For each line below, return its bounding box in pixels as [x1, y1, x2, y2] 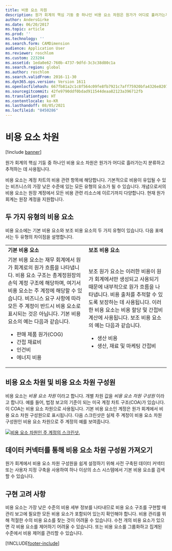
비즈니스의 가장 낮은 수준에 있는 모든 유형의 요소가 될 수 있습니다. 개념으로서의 [10, 183, 166, 189]
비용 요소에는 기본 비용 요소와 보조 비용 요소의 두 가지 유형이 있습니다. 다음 [5, 227, 154, 233]
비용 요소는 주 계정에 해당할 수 [8, 287, 76, 294]
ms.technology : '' [5, 36, 45, 42]
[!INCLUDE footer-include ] [5, 540, 60, 546]
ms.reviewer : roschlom [5, 50, 54, 56]
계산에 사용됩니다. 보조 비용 [89, 314, 151, 321]
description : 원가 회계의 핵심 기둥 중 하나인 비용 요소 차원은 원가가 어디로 [5, 12, 149, 17]
